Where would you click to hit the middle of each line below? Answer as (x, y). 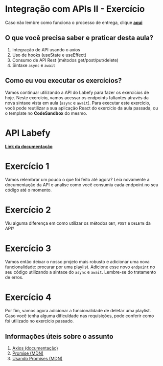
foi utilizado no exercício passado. (40, 321)
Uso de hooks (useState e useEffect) (49, 55)
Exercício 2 (28, 210)
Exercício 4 (28, 297)
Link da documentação (29, 146)
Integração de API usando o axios (46, 49)
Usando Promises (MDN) (37, 359)
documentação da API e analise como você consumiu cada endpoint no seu (82, 185)
